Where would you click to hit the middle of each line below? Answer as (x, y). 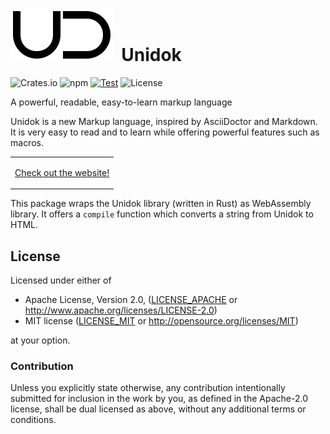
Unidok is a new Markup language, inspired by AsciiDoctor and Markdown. (164, 121)
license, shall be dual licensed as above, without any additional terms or (158, 409)
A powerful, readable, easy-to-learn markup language (121, 102)
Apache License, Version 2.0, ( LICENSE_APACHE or (131, 299)
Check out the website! (62, 172)
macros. (27, 142)
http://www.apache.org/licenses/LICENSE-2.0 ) (121, 310)
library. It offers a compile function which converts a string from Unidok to (162, 214)
